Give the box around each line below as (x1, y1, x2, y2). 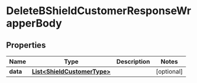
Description (116, 58, 150, 65)
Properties (6, 40, 46, 50)
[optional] (156, 68, 183, 75)
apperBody (6, 16, 62, 30)
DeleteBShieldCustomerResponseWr (6, 4, 191, 18)
